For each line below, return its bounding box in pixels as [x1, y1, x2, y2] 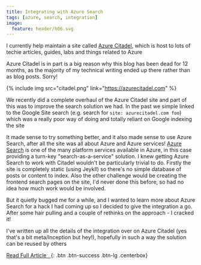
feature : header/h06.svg [11, 25, 74, 32]
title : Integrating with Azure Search [6, 8, 103, 15]
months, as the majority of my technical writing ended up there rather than [6, 67, 190, 74]
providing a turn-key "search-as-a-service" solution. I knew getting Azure [6, 153, 189, 160]
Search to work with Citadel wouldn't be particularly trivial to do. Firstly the [6, 159, 191, 166]
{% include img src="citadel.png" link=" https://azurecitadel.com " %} [6, 85, 177, 92]
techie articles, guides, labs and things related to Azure [6, 49, 143, 56]
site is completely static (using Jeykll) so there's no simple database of [6, 166, 182, 173]
